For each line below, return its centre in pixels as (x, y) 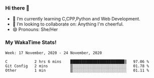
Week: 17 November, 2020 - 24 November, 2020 (53, 53)
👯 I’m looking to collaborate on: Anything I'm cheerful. (68, 24)
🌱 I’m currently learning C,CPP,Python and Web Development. (76, 19)
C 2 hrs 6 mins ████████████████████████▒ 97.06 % (77, 61)
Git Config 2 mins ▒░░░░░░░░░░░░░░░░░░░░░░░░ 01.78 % (77, 66)
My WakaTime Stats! (31, 42)
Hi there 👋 (18, 8)
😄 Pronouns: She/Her (35, 29)
